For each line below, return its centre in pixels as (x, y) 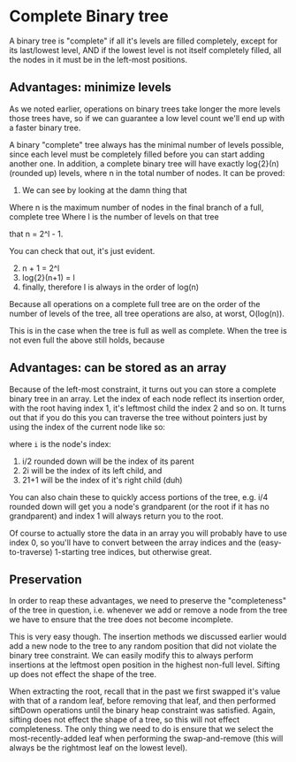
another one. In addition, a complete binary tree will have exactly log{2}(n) (144, 163)
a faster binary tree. (45, 127)
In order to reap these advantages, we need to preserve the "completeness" (148, 601)
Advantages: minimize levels (91, 87)
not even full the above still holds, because (87, 340)
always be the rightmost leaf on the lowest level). (99, 748)
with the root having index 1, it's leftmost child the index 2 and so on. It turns (148, 408)
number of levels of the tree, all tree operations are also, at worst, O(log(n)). (147, 313)
